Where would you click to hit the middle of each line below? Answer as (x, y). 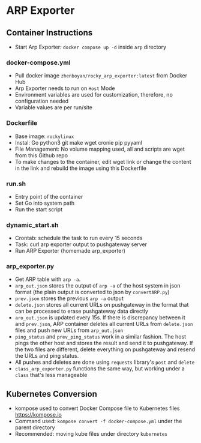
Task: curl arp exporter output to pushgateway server (81, 244)
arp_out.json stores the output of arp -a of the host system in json (97, 286)
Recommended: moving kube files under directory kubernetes (91, 434)
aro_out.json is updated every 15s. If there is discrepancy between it (100, 318)
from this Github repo (41, 155)
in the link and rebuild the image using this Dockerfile (81, 168)
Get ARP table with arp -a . (48, 279)
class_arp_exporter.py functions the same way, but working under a (100, 369)
